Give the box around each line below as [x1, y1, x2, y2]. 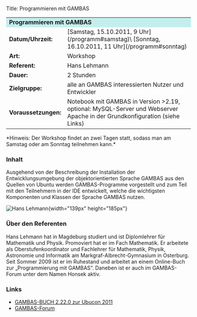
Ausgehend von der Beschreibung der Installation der [6, 168, 135, 176]
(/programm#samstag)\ [67, 35, 132, 43]
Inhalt [6, 155, 23, 163]
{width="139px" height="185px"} [47, 205, 128, 212]
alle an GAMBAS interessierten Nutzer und [67, 80, 184, 89]
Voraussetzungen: [9, 109, 62, 116]
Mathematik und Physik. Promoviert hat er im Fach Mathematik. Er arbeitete [6, 239, 189, 246]
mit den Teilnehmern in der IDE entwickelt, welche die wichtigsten [6, 187, 165, 194]
